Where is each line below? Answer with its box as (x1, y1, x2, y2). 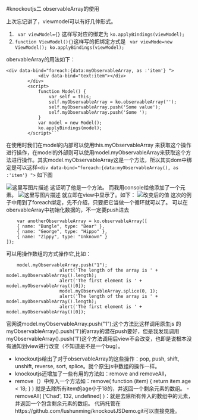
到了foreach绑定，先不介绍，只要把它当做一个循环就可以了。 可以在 (21, 199, 188, 206)
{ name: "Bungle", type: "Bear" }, (17, 223, 105, 229)
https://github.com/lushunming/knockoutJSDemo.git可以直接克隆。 (14, 407, 180, 414)
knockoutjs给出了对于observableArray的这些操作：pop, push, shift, (14, 355, 180, 362)
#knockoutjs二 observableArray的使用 (6, 5, 99, 12)
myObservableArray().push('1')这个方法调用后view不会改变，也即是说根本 (6, 335, 187, 342)
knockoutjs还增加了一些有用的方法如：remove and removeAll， (14, 370, 169, 377)
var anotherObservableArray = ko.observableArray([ (17, 218, 147, 224)
